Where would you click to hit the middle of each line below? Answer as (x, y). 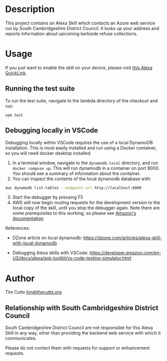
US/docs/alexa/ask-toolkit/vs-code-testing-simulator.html (72, 258)
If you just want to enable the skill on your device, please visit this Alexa (79, 67)
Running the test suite (40, 89)
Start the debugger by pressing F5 (48, 197)
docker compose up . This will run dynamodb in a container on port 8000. (86, 168)
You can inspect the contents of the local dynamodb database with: (82, 179)
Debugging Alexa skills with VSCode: (50, 253)
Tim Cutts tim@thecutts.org (34, 292)
